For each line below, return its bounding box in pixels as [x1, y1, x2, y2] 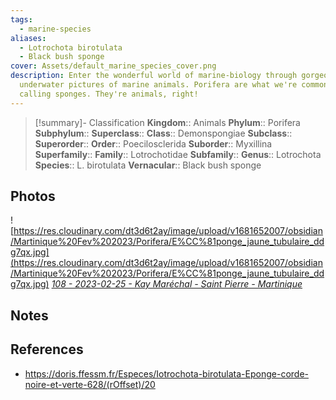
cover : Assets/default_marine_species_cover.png [10, 61, 217, 71]
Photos [10, 188, 56, 205]
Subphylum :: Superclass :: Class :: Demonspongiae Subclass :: [34, 127, 293, 139]
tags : [10, 14, 33, 25]
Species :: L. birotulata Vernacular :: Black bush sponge [34, 159, 262, 171]
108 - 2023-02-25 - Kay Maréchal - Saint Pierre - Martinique [51, 278, 303, 290]
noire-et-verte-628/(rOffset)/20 [24, 378, 156, 390]
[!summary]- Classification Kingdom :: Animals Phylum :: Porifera [34, 116, 301, 128]
